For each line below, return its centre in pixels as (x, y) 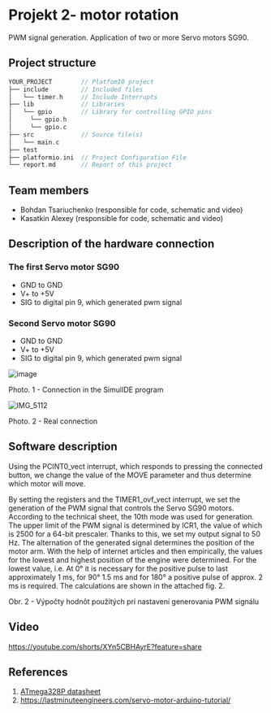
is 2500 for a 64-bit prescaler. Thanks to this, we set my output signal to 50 (135, 533)
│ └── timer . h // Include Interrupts (83, 97)
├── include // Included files (76, 89)
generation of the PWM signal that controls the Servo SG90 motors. (121, 508)
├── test (23, 150)
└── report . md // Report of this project (90, 165)
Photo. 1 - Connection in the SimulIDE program (86, 390)
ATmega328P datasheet (60, 692)
